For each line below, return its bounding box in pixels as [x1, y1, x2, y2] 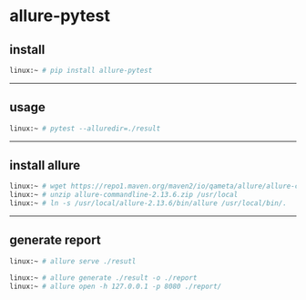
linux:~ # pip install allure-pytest [9, 66, 153, 75]
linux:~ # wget [9, 181, 67, 191]
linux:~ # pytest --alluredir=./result [9, 124, 161, 133]
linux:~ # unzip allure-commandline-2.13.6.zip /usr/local [9, 191, 239, 200]
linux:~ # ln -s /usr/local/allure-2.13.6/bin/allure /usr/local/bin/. [9, 199, 287, 208]
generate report [9, 233, 102, 248]
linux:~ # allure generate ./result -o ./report [9, 273, 198, 283]
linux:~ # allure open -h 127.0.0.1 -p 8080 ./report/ [9, 282, 222, 291]
